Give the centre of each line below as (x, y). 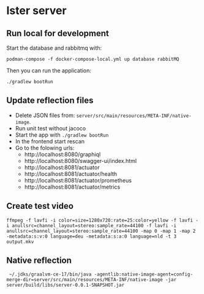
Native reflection (39, 261)
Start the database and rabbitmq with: (54, 48)
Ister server (36, 11)
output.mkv (20, 242)
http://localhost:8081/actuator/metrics (72, 187)
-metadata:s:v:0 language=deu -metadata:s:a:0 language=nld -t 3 (91, 236)
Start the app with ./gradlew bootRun (62, 135)
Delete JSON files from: (45, 115)
